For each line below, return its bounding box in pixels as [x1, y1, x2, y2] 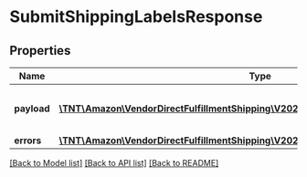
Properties [9, 43, 71, 58]
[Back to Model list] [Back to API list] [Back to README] [9, 158, 219, 168]
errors [14, 134, 42, 147]
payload [14, 102, 50, 115]
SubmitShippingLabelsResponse [9, 6, 263, 27]
